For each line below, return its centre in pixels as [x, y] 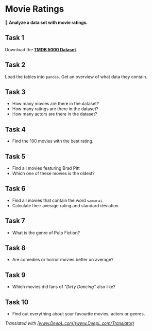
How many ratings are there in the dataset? [55, 109]
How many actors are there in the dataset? [54, 114]
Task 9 [15, 275]
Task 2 [15, 65]
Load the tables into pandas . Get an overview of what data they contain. [76, 77]
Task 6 [15, 189]
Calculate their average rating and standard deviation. [66, 205]
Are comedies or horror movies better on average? [63, 260]
